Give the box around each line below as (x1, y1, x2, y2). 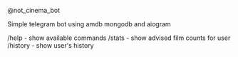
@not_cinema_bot (7, 6, 61, 14)
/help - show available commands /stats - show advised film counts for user (7, 33, 231, 42)
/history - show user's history (7, 41, 94, 49)
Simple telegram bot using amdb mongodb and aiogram (7, 20, 171, 28)
